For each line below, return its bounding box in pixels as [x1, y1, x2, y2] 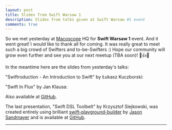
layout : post [5, 7, 33, 13]
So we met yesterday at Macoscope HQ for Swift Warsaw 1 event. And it [5, 36, 159, 42]
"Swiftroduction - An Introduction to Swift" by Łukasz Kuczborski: [5, 74, 144, 80]
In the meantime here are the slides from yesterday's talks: [5, 64, 129, 70]
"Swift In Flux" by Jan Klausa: [5, 84, 68, 90]
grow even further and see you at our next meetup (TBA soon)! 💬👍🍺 [5, 52, 150, 59]
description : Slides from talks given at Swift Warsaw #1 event [5, 17, 145, 22]
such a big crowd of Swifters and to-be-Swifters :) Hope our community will [5, 46, 165, 53]
